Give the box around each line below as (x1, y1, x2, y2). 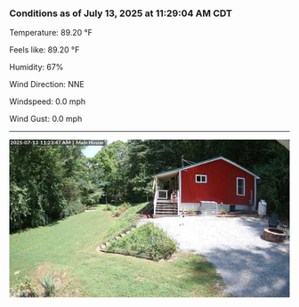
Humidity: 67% (9, 61, 64, 73)
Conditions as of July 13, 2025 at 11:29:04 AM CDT (9, 7, 233, 20)
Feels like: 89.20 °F (9, 44, 80, 55)
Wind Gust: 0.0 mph (9, 114, 83, 125)
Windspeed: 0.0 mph (9, 96, 86, 107)
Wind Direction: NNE (9, 79, 85, 90)
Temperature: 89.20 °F (9, 28, 93, 38)
